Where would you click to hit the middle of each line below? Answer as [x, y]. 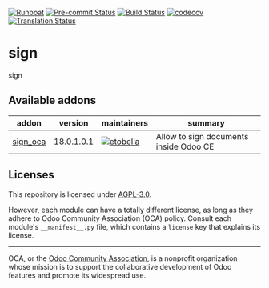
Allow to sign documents [202, 136]
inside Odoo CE [185, 146]
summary [207, 122]
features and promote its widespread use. [77, 275]
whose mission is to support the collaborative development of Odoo [120, 266]
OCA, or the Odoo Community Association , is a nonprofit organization [123, 258]
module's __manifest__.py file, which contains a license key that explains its [134, 226]
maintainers [124, 122]
